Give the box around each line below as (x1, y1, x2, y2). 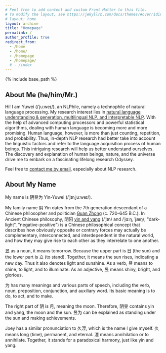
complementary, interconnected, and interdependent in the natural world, (5, 232, 155, 238)
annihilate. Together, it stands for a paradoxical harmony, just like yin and (5, 337, 154, 343)
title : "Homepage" (5, 26, 43, 31)
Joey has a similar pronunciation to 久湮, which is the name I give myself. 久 (5, 325, 159, 331)
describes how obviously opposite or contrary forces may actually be (5, 227, 146, 233)
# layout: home (5, 16, 37, 21)
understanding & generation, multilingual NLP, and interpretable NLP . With (5, 114, 156, 120)
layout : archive (5, 21, 39, 26)
